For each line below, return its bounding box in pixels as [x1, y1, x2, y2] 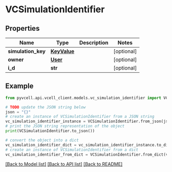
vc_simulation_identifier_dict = [5, 142, 77, 147]
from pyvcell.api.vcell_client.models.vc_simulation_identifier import [5, 95, 161, 100]
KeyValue [50, 48, 75, 55]
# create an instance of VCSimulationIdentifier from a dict [5, 147, 139, 152]
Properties [5, 24, 40, 33]
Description [79, 39, 109, 46]
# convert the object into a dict [5, 137, 79, 143]
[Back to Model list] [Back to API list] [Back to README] [5, 161, 123, 167]
